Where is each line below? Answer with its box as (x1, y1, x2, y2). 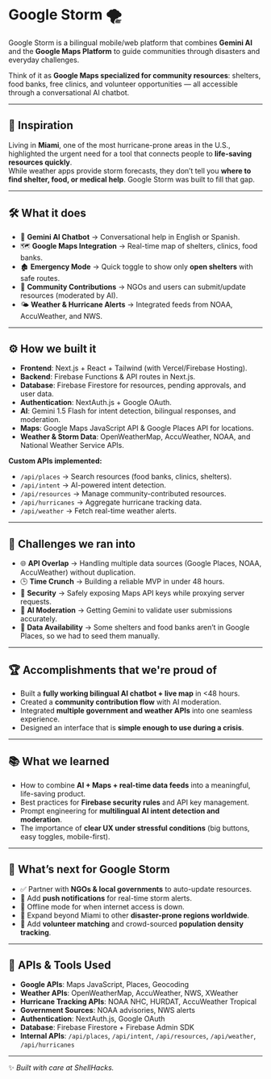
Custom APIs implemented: (8, 456, 102, 466)
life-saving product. (19, 788, 86, 798)
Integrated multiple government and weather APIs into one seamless (19, 706, 252, 715)
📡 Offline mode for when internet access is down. (19, 901, 186, 911)
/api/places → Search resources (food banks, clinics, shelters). (19, 472, 232, 482)
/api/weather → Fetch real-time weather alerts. (19, 506, 177, 516)
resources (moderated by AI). (19, 291, 119, 300)
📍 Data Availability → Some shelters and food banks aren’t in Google (19, 622, 250, 633)
